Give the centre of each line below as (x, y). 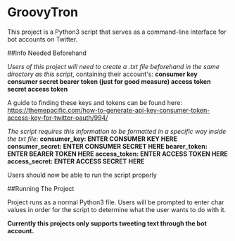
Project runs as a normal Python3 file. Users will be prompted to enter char (116, 202)
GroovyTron (43, 12)
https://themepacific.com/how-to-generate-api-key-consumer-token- (109, 110)
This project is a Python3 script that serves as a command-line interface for (117, 32)
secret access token (38, 89)
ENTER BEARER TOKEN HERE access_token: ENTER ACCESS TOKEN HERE (118, 154)
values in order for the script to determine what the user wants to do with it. (117, 209)
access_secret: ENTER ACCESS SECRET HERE (76, 161)
